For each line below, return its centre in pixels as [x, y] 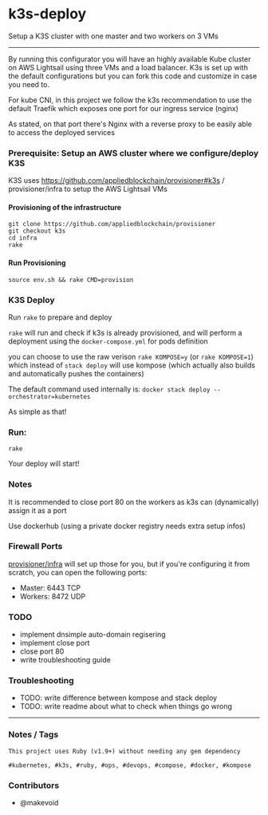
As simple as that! [37, 411]
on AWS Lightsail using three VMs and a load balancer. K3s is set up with [128, 67]
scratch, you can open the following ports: [78, 572]
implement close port [55, 643]
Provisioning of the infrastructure [65, 207]
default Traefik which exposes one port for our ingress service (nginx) [124, 108]
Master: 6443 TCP [50, 587]
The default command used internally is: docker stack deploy [109, 389]
